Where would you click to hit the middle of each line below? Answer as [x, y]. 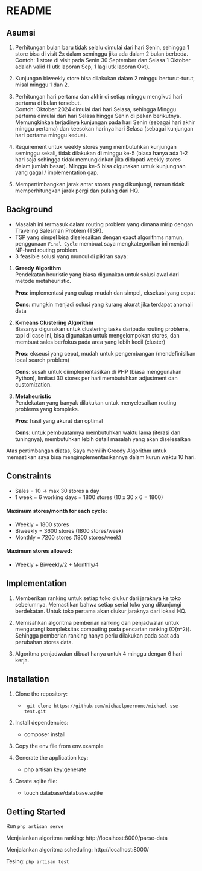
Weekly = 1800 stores [42, 524]
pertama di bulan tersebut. [48, 103]
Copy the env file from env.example [59, 746]
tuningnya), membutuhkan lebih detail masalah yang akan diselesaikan [103, 439]
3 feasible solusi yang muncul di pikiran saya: [71, 256]
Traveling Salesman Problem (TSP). [59, 230]
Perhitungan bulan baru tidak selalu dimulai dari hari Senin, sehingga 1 [102, 47]
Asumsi [21, 33]
